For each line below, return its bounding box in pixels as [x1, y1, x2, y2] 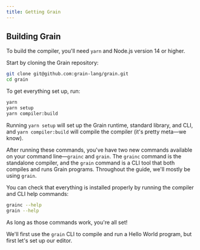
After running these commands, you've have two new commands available [6, 146, 193, 154]
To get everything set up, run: [6, 87, 81, 95]
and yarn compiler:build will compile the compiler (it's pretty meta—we [6, 128, 187, 135]
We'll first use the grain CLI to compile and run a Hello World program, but [6, 230, 192, 237]
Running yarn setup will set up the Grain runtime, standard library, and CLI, [6, 121, 193, 129]
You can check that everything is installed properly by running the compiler [6, 183, 194, 191]
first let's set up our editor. [6, 237, 73, 244]
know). [6, 134, 24, 141]
